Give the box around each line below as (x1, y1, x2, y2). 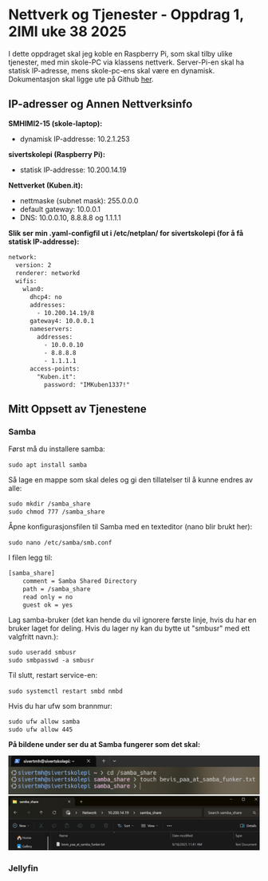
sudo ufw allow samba (8, 718, 81, 726)
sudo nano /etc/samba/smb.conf (8, 539, 112, 547)
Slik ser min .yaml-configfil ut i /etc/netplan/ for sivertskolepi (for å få (8, 228, 244, 238)
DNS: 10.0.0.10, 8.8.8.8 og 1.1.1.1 (19, 213, 121, 222)
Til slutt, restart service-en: (8, 671, 98, 680)
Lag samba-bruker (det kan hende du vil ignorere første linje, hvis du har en (8, 616, 257, 625)
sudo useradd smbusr (8, 648, 77, 657)
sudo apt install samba (8, 461, 88, 470)
